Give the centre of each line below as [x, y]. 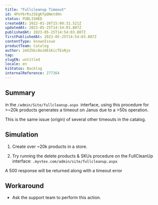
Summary [20, 93]
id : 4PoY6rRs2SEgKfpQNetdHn [34, 14]
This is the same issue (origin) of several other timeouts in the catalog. [76, 119]
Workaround [25, 186]
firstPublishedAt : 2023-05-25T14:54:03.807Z [51, 37]
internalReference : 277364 [32, 73]
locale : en [16, 64]
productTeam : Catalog [27, 46]
